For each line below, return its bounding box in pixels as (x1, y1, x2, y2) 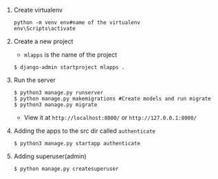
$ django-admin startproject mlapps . (13, 64, 125, 71)
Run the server (13, 76, 56, 84)
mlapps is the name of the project (23, 51, 118, 59)
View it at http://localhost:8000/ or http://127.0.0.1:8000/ (23, 114, 197, 121)
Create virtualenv (13, 6, 63, 14)
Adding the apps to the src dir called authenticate (13, 127, 156, 135)
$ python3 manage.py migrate (13, 101, 98, 108)
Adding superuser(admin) (13, 152, 87, 160)
